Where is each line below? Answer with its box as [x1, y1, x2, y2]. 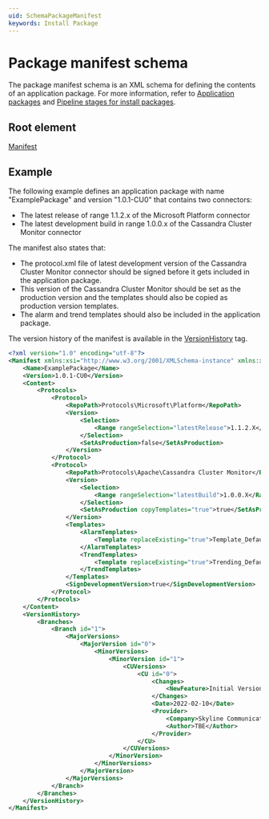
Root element [8, 120, 77, 134]
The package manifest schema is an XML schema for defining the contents [8, 80, 256, 90]
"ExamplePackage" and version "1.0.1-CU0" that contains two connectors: [8, 195, 252, 205]
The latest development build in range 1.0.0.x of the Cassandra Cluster [19, 219, 252, 229]
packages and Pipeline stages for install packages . [8, 97, 176, 107]
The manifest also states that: [8, 243, 106, 253]
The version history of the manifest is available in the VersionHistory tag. [8, 334, 248, 343]
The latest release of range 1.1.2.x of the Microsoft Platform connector [19, 210, 251, 221]
